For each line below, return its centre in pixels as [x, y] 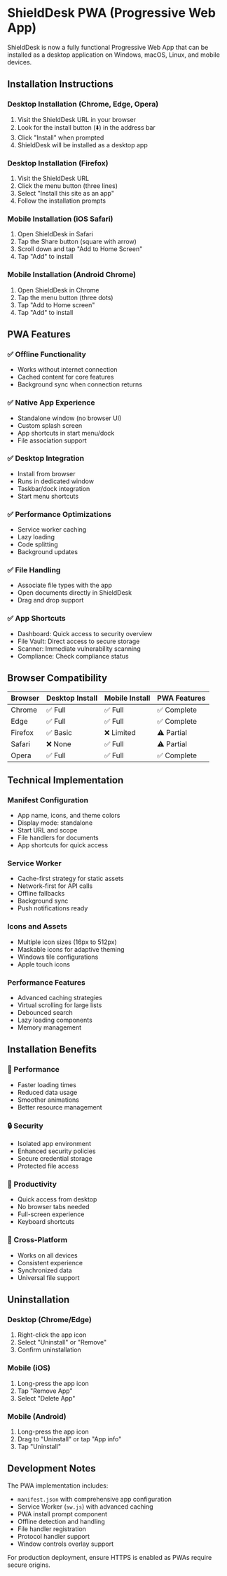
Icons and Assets [37, 927]
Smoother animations [48, 1100]
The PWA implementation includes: [58, 1486]
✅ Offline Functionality [47, 354]
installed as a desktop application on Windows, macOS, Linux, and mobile [114, 55]
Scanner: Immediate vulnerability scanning [79, 648]
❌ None [59, 743]
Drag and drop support [50, 600]
